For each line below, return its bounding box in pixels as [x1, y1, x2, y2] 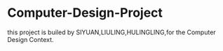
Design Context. [7, 35, 54, 43]
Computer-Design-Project [7, 5, 163, 21]
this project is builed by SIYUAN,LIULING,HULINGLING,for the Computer [7, 28, 216, 36]
